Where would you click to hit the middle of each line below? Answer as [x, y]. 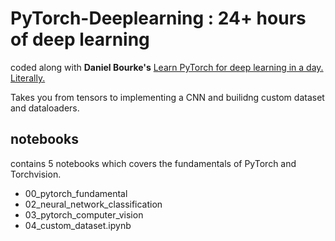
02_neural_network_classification [93, 204]
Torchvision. [36, 174]
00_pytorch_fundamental [76, 193]
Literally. [28, 78]
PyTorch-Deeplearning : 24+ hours [158, 18]
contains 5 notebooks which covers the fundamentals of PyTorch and [153, 163]
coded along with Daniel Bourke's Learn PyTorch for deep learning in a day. [167, 67]
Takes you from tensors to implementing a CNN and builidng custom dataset [167, 97]
